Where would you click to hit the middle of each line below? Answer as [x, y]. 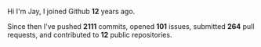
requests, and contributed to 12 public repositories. [90, 35]
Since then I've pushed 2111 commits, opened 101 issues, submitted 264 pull [131, 26]
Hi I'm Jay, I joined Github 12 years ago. [71, 11]
